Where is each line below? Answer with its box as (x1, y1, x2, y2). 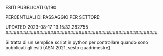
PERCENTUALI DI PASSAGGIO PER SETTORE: (5, 14, 101, 20)
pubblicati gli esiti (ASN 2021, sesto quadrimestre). (5, 45, 112, 50)
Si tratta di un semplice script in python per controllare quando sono (5, 39, 149, 45)
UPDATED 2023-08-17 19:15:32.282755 (5, 24, 88, 30)
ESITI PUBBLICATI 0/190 (5, 5, 57, 10)
